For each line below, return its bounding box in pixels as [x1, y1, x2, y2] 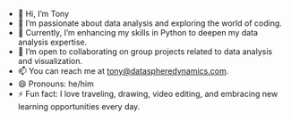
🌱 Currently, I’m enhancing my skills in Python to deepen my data [17, 28, 258, 37]
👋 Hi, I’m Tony [17, 9, 70, 19]
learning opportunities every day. [17, 101, 141, 111]
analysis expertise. [17, 36, 88, 47]
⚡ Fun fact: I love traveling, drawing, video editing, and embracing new [17, 89, 278, 99]
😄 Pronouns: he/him [17, 78, 94, 89]
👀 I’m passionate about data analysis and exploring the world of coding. [17, 18, 282, 28]
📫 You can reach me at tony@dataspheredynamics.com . [17, 66, 229, 76]
